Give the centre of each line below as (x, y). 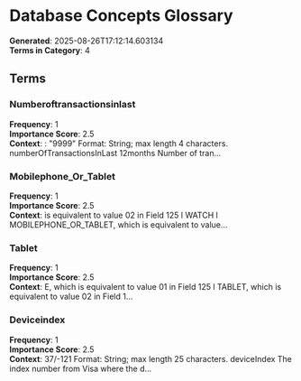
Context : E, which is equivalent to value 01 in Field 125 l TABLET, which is (146, 287)
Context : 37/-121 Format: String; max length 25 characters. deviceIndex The (151, 358)
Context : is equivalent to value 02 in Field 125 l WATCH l (114, 215)
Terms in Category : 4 (50, 50)
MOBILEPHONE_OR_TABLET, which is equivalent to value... (119, 224)
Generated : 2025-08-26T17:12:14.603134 (87, 41)
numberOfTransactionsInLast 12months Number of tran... (115, 153)
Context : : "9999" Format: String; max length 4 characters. (119, 143)
